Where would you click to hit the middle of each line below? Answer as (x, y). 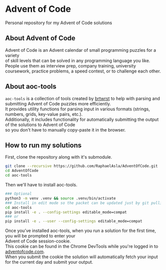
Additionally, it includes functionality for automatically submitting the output (82, 119)
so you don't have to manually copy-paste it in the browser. (65, 130)
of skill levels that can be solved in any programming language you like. (78, 61)
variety (12, 55)
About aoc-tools (31, 86)
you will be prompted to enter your (40, 236)
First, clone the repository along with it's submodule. (59, 157)
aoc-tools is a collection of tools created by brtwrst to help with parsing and (83, 98)
